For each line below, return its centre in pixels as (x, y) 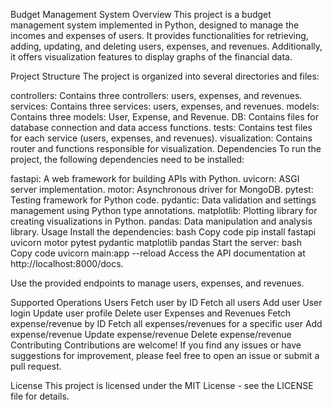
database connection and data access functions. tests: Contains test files (161, 127)
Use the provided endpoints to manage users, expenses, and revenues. (157, 283)
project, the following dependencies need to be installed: (127, 159)
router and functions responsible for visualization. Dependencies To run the (166, 148)
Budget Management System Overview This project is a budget (141, 14)
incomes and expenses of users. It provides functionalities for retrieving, (159, 35)
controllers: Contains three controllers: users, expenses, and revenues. (156, 95)
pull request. (36, 366)
